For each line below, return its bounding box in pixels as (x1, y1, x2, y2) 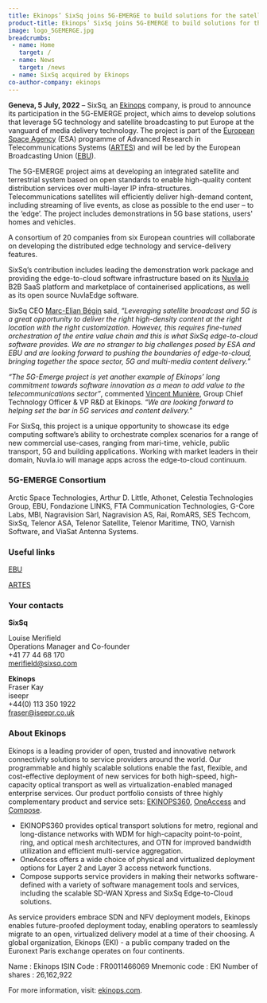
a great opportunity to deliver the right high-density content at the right (8, 314, 242, 323)
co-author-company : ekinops (8, 78, 102, 86)
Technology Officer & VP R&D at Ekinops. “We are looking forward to (8, 397, 234, 407)
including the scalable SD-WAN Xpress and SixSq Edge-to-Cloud (19, 888, 234, 898)
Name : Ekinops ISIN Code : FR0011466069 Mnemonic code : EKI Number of (8, 961, 258, 971)
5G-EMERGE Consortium (8, 474, 106, 486)
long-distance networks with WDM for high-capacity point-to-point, (19, 829, 242, 838)
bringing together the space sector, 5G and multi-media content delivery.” (8, 356, 251, 366)
